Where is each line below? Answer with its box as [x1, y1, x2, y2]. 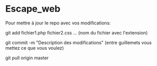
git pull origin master [5, 54, 49, 61]
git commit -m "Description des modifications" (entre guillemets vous [5, 39, 152, 46]
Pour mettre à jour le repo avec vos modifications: [5, 20, 111, 26]
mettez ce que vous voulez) [5, 45, 64, 51]
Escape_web [5, 3, 61, 15]
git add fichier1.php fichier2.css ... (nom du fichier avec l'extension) [5, 29, 148, 36]
